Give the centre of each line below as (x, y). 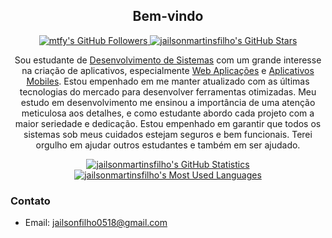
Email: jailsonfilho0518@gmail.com (96, 223)
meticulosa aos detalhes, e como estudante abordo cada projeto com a (168, 113)
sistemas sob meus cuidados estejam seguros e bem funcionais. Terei (168, 134)
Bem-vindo (168, 16)
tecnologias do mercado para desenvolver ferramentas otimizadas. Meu (168, 91)
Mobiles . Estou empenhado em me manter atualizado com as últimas (168, 81)
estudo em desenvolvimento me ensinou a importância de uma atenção (168, 102)
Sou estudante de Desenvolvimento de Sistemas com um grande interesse (168, 60)
